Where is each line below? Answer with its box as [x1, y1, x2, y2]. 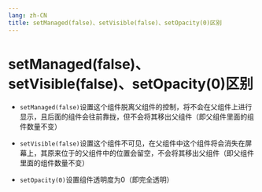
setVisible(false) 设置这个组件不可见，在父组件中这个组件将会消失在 [19, 138, 245, 148]
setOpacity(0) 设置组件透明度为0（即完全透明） [19, 175, 174, 185]
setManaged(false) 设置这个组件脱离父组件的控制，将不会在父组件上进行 [19, 102, 253, 112]
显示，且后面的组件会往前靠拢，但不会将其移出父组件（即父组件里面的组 [19, 112, 254, 122]
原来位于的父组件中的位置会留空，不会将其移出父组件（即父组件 [46, 149, 254, 158]
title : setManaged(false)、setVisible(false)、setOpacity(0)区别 [8, 19, 223, 27]
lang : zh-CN [8, 11, 47, 20]
